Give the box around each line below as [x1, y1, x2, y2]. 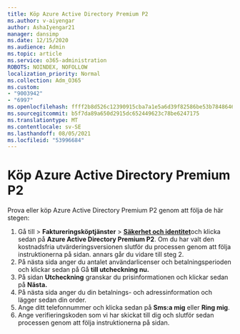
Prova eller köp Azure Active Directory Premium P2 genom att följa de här [7, 206, 224, 215]
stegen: [7, 213, 30, 222]
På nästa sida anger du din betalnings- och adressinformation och [17, 288, 213, 297]
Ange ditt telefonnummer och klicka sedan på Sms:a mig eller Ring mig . [17, 303, 230, 312]
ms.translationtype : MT [7, 116, 79, 123]
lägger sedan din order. [17, 295, 87, 304]
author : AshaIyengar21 [7, 24, 75, 31]
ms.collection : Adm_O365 [7, 76, 81, 84]
